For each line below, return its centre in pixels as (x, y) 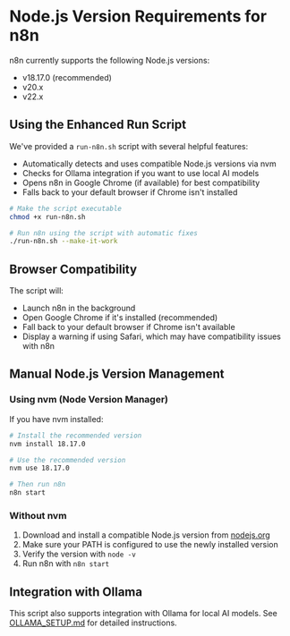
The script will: (37, 291)
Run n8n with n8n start (66, 564)
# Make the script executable (66, 208)
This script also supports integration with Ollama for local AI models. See (143, 614)
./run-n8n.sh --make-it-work (64, 242)
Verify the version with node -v (79, 554)
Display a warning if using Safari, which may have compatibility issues (152, 336)
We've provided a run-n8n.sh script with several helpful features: (129, 146)
